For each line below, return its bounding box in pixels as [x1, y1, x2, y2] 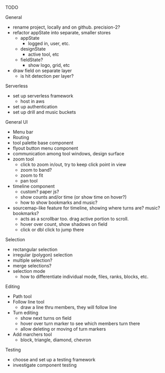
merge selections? [12, 263, 52, 269]
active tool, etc [28, 51, 60, 57]
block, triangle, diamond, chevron [20, 337, 91, 343]
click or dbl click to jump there [20, 227, 84, 232]
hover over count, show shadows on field [20, 221, 108, 227]
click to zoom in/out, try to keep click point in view [20, 161, 126, 168]
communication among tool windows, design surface [12, 151, 125, 156]
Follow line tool [12, 299, 44, 305]
